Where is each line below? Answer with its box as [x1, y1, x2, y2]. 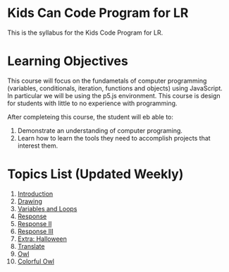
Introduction [17, 189, 54, 198]
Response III [17, 227, 54, 235]
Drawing [17, 196, 42, 206]
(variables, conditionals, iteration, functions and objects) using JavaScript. [7, 83, 223, 93]
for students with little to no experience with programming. [7, 99, 178, 107]
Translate [17, 242, 45, 250]
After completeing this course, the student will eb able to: [7, 112, 174, 121]
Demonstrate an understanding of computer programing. [17, 126, 183, 135]
